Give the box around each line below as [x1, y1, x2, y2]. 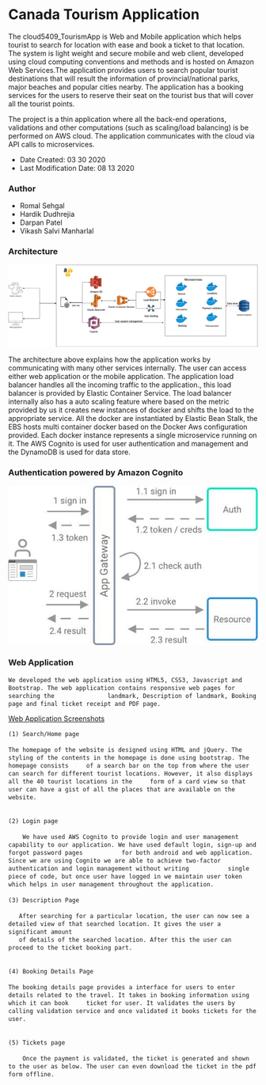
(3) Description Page [8, 896, 80, 904]
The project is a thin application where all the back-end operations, [8, 114, 227, 123]
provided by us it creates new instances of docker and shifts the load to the [8, 405, 255, 415]
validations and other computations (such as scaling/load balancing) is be [8, 123, 249, 132]
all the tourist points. [8, 99, 75, 108]
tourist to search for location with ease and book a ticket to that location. [8, 40, 245, 49]
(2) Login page [8, 817, 59, 825]
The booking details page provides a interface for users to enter [8, 983, 236, 991]
